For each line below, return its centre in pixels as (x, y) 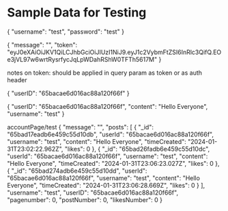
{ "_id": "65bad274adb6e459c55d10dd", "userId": (77, 171)
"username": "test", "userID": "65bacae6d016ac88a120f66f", (93, 193)
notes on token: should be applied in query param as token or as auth (105, 73)
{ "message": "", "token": (42, 45)
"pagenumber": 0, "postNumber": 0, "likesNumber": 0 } (85, 199)
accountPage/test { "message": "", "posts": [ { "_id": (80, 127)
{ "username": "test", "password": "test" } (66, 32)
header (17, 79)
